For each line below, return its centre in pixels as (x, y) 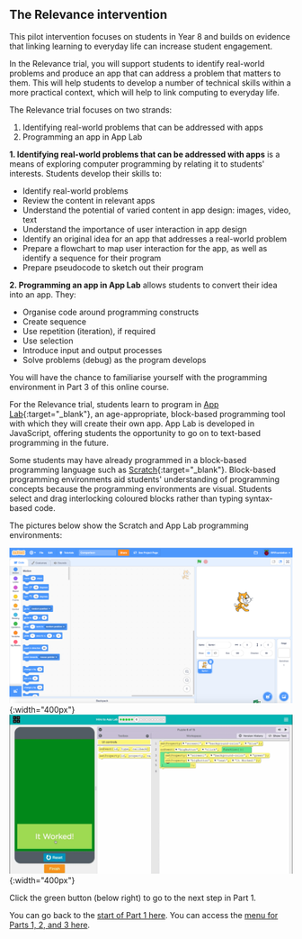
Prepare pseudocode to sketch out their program (113, 267)
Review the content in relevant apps (89, 200)
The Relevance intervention (89, 15)
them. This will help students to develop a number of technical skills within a (151, 82)
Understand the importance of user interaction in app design (134, 229)
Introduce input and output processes (92, 350)
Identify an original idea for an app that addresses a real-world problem (155, 239)
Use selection (48, 341)
